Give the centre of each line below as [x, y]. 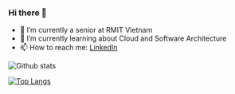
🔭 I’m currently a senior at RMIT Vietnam [86, 30]
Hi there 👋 [28, 13]
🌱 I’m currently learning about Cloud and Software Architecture [123, 38]
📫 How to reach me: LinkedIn [69, 48]
